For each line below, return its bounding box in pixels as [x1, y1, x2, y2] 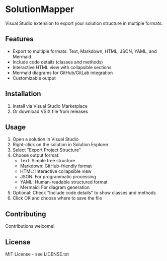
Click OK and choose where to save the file [12, 195, 102, 201]
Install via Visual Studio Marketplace [12, 103, 88, 109]
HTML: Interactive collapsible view [20, 168, 92, 174]
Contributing [5, 210, 46, 218]
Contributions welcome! [5, 223, 55, 229]
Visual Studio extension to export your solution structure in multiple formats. [5, 20, 163, 26]
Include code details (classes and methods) [12, 59, 103, 65]
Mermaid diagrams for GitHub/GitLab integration [12, 70, 113, 76]
